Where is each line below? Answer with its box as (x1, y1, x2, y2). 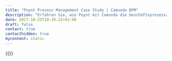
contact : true (5, 27, 36, 32)
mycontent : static (5, 36, 45, 42)
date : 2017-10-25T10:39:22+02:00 (5, 17, 77, 22)
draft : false (5, 22, 33, 27)
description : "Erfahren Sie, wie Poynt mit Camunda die (5, 12, 127, 17)
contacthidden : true (5, 31, 50, 36)
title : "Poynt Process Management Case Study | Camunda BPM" (5, 7, 139, 13)
